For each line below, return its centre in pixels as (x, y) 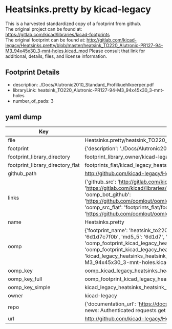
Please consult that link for (117, 51)
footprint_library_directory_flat (44, 165)
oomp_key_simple (29, 287)
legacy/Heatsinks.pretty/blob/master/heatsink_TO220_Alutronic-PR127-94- (84, 45)
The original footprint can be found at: (45, 40)
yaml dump (24, 117)
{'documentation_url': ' (112, 304)
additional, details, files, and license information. (56, 56)
